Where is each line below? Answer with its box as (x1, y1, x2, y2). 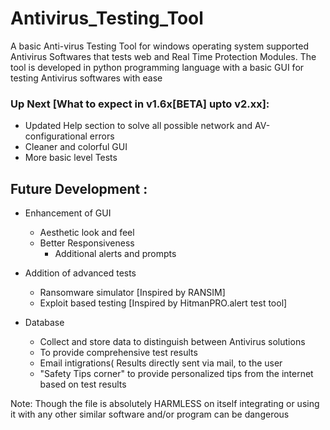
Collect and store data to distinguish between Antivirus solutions (39, 336, 306, 348)
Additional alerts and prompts (54, 248, 177, 260)
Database (24, 317, 65, 329)
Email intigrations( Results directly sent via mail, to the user (39, 357, 283, 369)
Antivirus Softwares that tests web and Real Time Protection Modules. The (10, 50, 317, 62)
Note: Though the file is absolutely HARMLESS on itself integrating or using (10, 398, 320, 410)
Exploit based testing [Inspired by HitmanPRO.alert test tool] (39, 297, 288, 309)
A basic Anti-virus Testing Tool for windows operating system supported (10, 40, 310, 52)
